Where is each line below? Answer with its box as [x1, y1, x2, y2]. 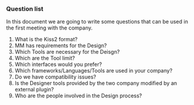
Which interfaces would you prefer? [14, 61, 102, 68]
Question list [6, 5, 44, 13]
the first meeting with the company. [6, 24, 93, 31]
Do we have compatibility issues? [14, 73, 96, 81]
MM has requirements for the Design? [14, 42, 107, 49]
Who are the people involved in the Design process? [14, 92, 143, 99]
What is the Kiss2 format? [14, 36, 78, 43]
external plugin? [14, 86, 54, 93]
